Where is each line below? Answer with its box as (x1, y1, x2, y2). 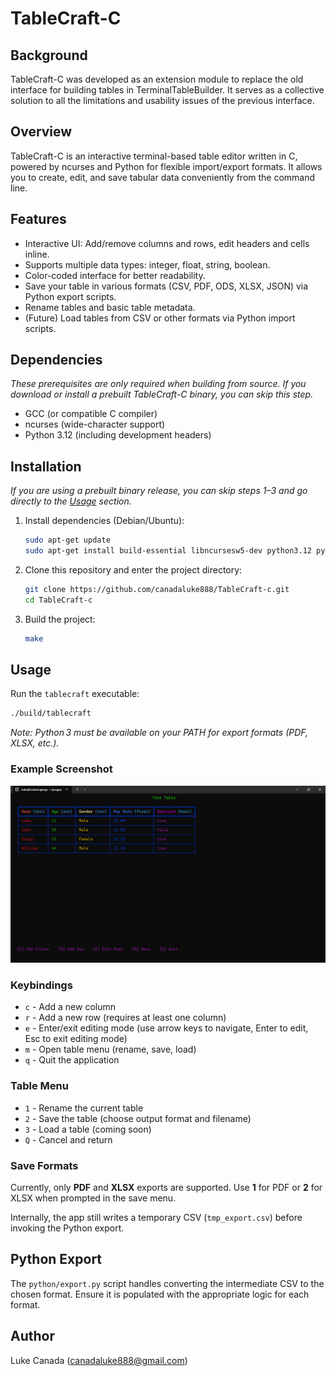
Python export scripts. (24, 290, 117, 302)
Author (10, 1328, 55, 1345)
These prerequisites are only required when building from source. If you (10, 378, 307, 390)
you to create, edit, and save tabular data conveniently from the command (10, 171, 316, 183)
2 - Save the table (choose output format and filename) (24, 1112, 252, 1124)
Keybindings (10, 978, 73, 992)
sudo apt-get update (24, 535, 111, 546)
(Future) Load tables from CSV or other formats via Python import (24, 312, 296, 324)
